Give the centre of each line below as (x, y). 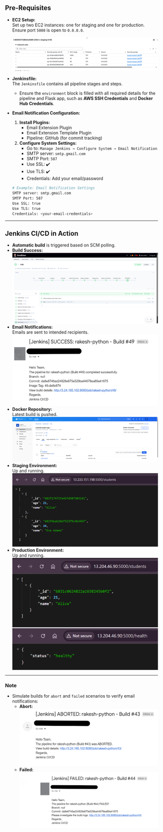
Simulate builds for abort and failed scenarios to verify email (73, 696)
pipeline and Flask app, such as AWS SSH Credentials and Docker (86, 98)
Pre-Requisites (28, 8)
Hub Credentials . (37, 104)
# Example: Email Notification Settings (53, 188)
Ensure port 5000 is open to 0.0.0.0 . (48, 30)
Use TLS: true (26, 208)
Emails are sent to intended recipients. (50, 332)
